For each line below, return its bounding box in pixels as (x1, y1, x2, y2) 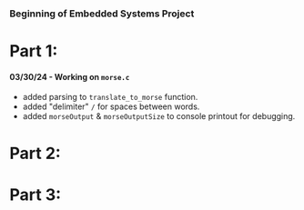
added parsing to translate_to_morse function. (22, 92, 198, 103)
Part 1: (9, 41, 58, 62)
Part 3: (9, 185, 62, 205)
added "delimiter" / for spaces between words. (22, 101, 200, 112)
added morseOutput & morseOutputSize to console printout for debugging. (22, 111, 296, 122)
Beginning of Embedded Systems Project (9, 7, 195, 20)
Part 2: (9, 143, 61, 164)
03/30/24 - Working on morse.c (9, 71, 130, 82)
